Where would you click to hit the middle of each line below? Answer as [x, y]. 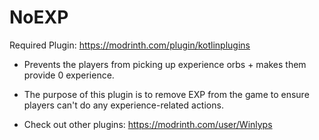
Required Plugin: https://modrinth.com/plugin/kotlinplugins [130, 45]
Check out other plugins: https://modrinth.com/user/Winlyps [148, 124]
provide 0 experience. [69, 75]
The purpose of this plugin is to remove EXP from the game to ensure [166, 94]
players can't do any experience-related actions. [123, 105]
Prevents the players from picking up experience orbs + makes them [165, 64]
